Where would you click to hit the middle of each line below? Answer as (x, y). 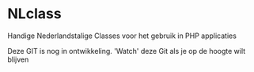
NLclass (34, 14)
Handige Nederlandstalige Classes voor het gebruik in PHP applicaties (122, 36)
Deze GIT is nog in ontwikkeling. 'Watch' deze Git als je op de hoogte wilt (127, 51)
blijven (18, 59)
